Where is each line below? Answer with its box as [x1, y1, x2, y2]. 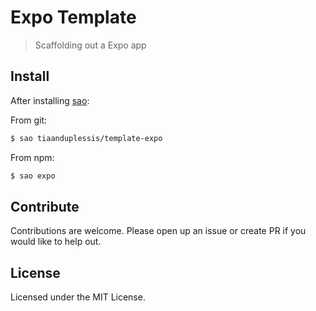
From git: [10, 114, 48, 126]
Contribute [10, 198, 80, 215]
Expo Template [10, 6, 137, 29]
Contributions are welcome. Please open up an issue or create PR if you [10, 225, 307, 237]
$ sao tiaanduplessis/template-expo [10, 133, 163, 143]
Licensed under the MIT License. [10, 291, 146, 303]
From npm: [10, 151, 55, 163]
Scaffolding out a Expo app [34, 39, 147, 51]
